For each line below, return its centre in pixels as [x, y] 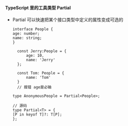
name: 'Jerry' [40, 60]
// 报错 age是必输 [34, 87]
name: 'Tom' [38, 78]
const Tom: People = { [41, 73]
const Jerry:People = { [42, 51]
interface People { [33, 29]
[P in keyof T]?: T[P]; [37, 115]
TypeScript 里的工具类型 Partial [38, 8]
